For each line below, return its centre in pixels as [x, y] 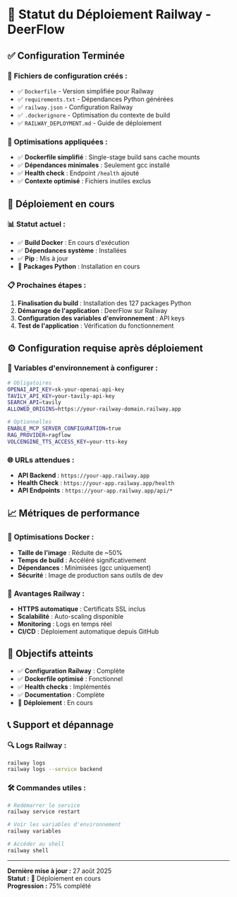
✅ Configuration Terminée [66, 56]
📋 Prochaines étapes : [47, 285]
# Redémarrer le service [44, 805]
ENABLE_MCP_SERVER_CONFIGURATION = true [64, 429]
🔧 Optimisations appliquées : [57, 142]
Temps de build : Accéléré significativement [82, 560]
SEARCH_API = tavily [34, 403]
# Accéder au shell [36, 844]
